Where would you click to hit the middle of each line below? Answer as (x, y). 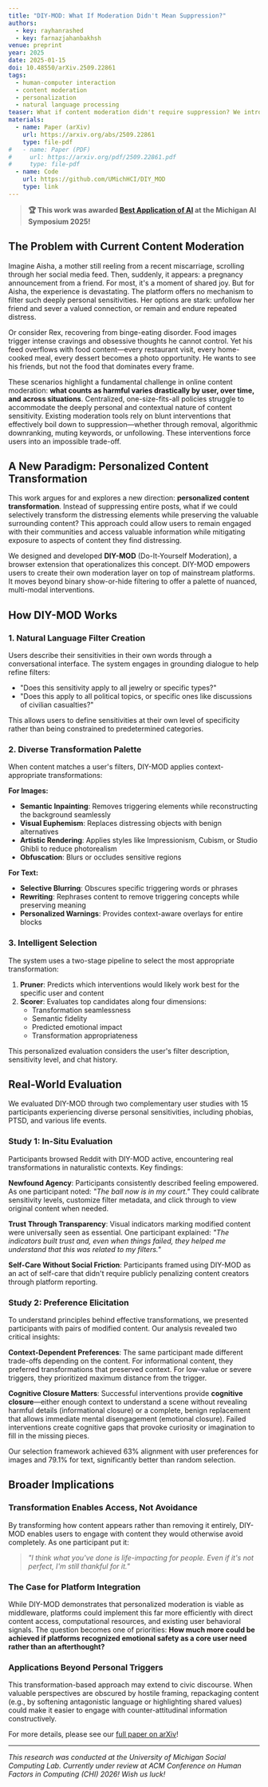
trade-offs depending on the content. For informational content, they (121, 1361)
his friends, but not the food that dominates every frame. (101, 366)
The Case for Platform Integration (75, 1586)
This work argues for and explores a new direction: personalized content (129, 498)
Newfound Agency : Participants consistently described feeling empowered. (134, 1183)
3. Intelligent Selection (53, 943)
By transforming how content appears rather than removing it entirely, (123, 1525)
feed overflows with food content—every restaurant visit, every (112, 349)
